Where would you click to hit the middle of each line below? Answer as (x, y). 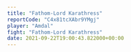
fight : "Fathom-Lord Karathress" (55, 32)
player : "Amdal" (30, 26)
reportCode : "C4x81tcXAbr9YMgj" (53, 20)
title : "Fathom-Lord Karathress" (55, 13)
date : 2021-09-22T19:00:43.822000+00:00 (66, 38)
